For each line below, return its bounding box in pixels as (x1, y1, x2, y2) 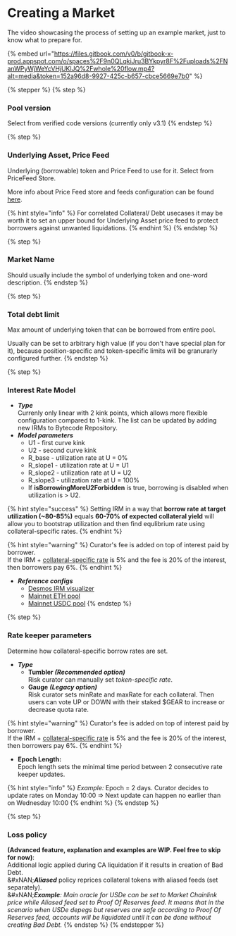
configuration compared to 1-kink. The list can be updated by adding (17, 416, 217, 425)
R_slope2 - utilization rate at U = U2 (27, 468, 132, 477)
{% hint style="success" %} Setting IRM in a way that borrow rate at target (7, 505, 226, 513)
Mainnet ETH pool (27, 592, 81, 600)
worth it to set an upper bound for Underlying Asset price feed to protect (7, 216, 218, 225)
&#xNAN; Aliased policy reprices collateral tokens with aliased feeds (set (7, 875, 218, 885)
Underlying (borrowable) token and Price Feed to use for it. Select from (7, 166, 214, 175)
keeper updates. (17, 770, 66, 778)
